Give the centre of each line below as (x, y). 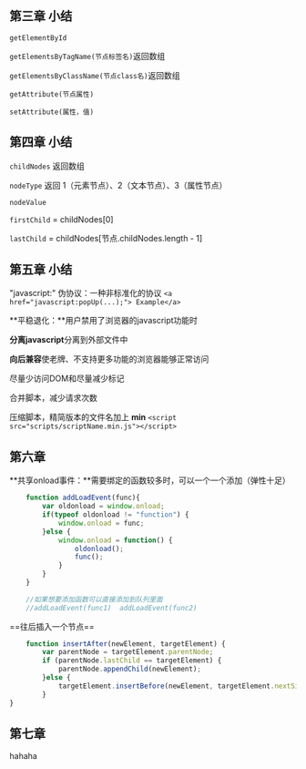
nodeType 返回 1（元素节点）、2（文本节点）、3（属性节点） (118, 185)
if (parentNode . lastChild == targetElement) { (132, 661)
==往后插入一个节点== (52, 626)
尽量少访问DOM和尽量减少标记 (67, 379)
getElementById (38, 38)
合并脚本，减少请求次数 (53, 398)
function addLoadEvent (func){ (83, 498)
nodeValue (28, 202)
